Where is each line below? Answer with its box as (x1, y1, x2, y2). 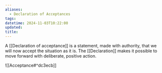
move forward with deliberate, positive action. (5, 53, 97, 58)
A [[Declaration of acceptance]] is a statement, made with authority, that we (5, 43, 157, 48)
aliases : (5, 7, 23, 12)
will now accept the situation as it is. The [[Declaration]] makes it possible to (5, 48, 158, 54)
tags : (5, 16, 16, 21)
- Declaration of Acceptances (9, 12, 70, 16)
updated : (5, 25, 23, 30)
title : (5, 29, 18, 34)
